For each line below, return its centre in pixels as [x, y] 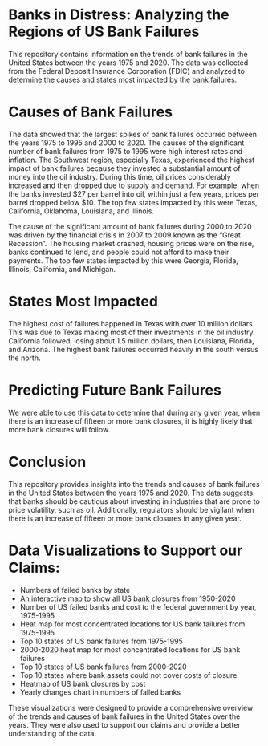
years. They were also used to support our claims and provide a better [124, 724]
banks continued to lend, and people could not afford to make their [119, 252]
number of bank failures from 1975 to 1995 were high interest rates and [126, 151]
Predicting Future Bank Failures [115, 390]
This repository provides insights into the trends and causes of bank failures [134, 484]
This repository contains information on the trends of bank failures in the [128, 54]
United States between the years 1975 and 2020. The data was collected [128, 63]
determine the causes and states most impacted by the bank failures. [123, 79]
